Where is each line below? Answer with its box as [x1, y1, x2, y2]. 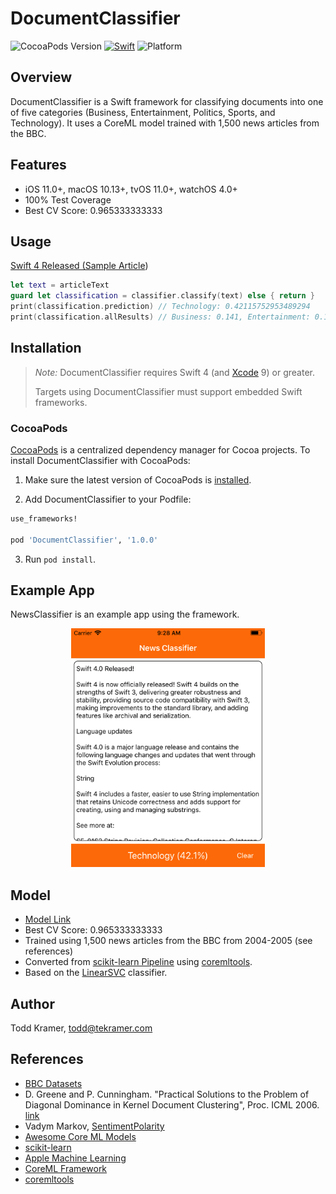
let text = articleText [10, 280, 110, 291]
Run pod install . [24, 553, 97, 565]
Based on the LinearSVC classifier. [24, 967, 168, 979]
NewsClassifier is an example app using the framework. [10, 608, 240, 621]
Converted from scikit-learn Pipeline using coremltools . [24, 956, 253, 968]
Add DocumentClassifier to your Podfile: [24, 493, 192, 505]
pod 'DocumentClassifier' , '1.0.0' [10, 535, 159, 545]
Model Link [24, 913, 72, 926]
